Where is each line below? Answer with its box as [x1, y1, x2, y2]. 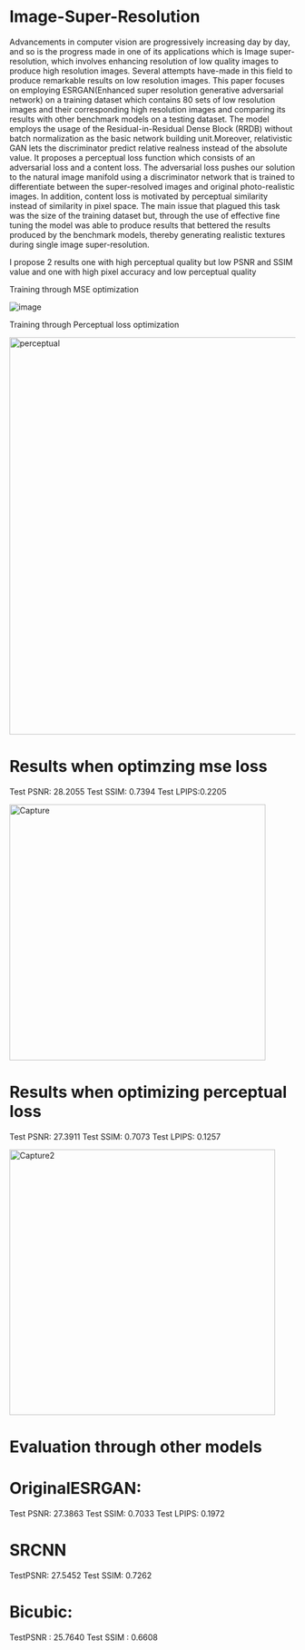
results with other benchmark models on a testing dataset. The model [9, 114, 270, 124]
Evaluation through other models [9, 1437, 262, 1457]
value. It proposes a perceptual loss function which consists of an [9, 152, 256, 163]
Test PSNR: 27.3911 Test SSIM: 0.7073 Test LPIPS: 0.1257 [9, 1131, 221, 1141]
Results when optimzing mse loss [9, 756, 268, 777]
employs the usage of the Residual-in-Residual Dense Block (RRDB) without [9, 123, 293, 133]
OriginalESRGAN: [9, 1478, 143, 1499]
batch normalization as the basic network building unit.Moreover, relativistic [9, 133, 293, 143]
